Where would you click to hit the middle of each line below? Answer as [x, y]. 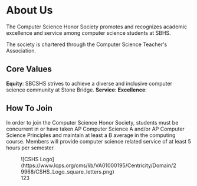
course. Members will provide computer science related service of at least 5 [99, 141]
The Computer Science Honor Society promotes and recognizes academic [97, 27]
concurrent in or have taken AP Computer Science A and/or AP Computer [95, 129]
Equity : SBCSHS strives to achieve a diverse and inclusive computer [89, 83]
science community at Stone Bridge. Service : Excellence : [77, 90]
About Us [29, 10]
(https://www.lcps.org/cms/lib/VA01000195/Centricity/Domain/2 [98, 165]
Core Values [29, 69]
